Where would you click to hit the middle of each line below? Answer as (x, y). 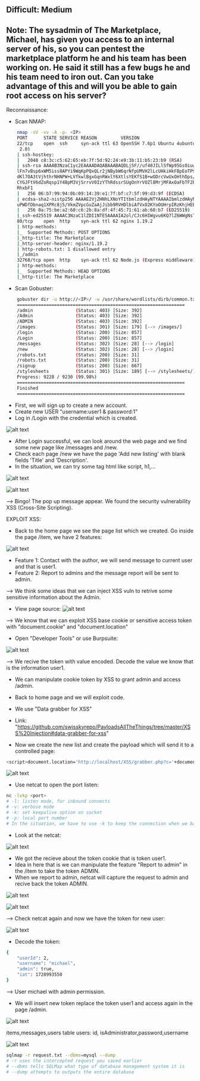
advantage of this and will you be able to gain (92, 86)
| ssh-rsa (29, 166)
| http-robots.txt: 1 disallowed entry (66, 249)
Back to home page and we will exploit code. (70, 697)
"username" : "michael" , (46, 964)
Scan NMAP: (30, 121)
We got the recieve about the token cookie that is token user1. (90, 858)
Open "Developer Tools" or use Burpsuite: (66, 638)
